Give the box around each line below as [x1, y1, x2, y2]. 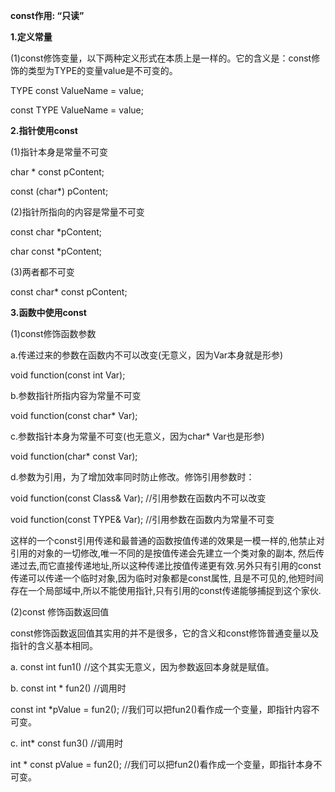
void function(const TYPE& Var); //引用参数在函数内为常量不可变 [10, 514, 275, 525]
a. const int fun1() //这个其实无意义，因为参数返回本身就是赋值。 [10, 661, 275, 673]
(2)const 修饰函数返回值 [10, 606, 110, 618]
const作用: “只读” [10, 10, 85, 21]
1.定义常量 [10, 31, 53, 43]
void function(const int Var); [10, 369, 126, 381]
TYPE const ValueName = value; [10, 85, 145, 96]
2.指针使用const [10, 125, 79, 136]
